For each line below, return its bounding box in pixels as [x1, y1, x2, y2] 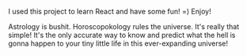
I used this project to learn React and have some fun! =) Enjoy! [8, 7, 211, 16]
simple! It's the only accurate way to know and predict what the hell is [8, 31, 236, 39]
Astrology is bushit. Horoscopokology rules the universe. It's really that [8, 22, 240, 31]
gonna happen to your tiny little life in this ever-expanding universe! [8, 39, 228, 48]
